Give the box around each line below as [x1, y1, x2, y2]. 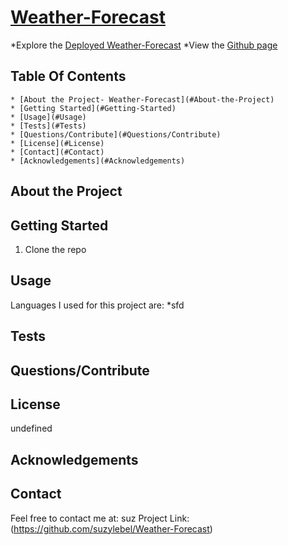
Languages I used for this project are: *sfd [10, 299, 185, 311]
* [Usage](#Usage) [10, 112, 87, 122]
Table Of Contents [10, 68, 127, 85]
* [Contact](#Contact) [10, 147, 105, 157]
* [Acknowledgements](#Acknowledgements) [10, 156, 186, 166]
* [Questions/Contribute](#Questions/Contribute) [10, 129, 222, 140]
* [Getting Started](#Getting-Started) [10, 103, 177, 113]
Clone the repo [24, 243, 87, 255]
